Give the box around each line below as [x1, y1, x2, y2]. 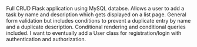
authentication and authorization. [6, 36, 86, 42]
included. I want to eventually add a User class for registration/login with [6, 30, 182, 37]
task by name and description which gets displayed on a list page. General [6, 11, 186, 18]
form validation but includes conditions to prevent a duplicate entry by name [6, 17, 191, 24]
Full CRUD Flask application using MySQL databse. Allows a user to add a [6, 5, 185, 12]
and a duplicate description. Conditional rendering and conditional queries [6, 23, 186, 30]
